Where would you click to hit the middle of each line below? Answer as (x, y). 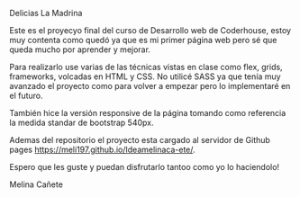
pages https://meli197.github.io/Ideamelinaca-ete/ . (102, 149)
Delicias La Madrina (46, 13)
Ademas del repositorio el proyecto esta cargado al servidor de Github (140, 140)
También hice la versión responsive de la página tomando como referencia (148, 113)
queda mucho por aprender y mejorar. (80, 49)
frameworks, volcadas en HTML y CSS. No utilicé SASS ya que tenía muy (145, 76)
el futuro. (26, 95)
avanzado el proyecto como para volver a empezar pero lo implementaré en (150, 86)
